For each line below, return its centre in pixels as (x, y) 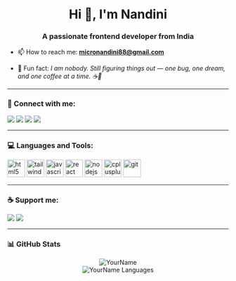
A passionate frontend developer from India (118, 37)
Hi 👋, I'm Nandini (118, 14)
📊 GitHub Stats (34, 244)
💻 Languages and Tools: (50, 145)
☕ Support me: (33, 200)
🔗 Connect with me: (41, 104)
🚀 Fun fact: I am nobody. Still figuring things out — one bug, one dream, (122, 68)
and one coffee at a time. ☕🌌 (59, 76)
